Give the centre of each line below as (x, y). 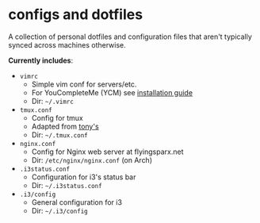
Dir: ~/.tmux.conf (60, 135)
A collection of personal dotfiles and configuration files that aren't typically (130, 37)
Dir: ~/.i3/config (60, 210)
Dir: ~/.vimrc (52, 101)
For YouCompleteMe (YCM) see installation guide (112, 92)
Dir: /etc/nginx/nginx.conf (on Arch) (92, 160)
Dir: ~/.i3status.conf (67, 185)
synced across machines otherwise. (67, 44)
